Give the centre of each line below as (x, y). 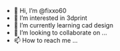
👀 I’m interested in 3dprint (50, 18)
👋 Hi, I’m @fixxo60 (40, 11)
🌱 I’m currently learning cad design (63, 25)
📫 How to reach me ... (46, 40)
